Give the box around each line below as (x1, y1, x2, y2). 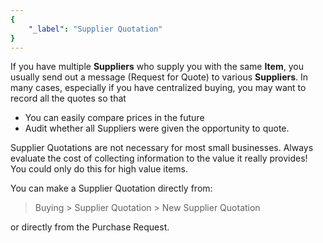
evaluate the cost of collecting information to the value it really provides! (10, 152, 308, 165)
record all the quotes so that (10, 92, 127, 105)
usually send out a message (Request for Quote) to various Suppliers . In (10, 71, 309, 83)
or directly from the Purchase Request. (10, 221, 170, 233)
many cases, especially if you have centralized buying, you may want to (10, 82, 307, 94)
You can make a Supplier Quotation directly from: (10, 182, 213, 195)
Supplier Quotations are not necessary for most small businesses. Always (10, 142, 314, 154)
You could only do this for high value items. (10, 163, 188, 175)
